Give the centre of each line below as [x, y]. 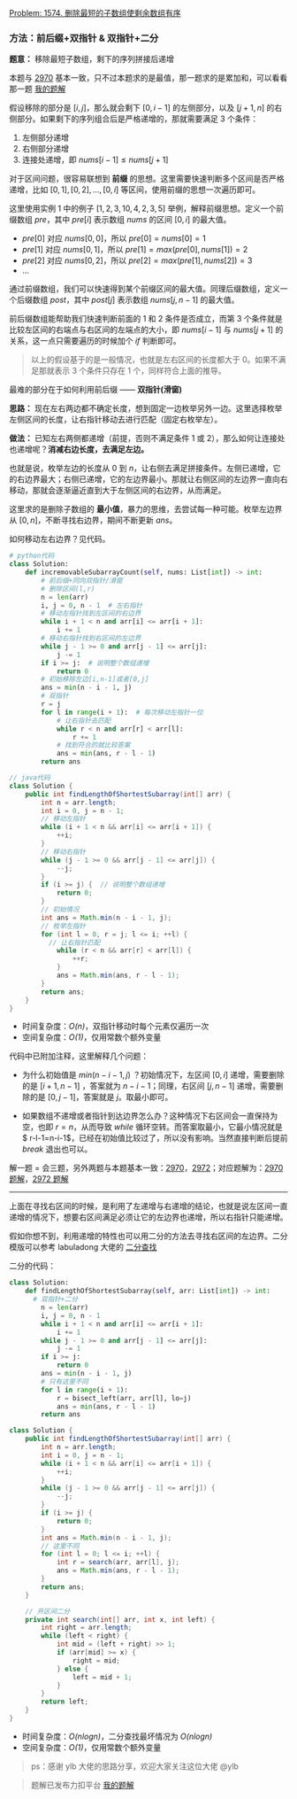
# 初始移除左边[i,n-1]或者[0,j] [95, 679]
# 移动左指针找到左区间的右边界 [91, 614]
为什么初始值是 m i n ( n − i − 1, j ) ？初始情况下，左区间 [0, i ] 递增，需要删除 [153, 1075]
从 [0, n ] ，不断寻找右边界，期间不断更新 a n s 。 [93, 520]
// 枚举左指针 [64, 926]
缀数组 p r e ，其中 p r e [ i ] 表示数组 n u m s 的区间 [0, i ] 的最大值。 [120, 220]
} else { [72, 1669]
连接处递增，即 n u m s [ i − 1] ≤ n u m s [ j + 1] [95, 160]
